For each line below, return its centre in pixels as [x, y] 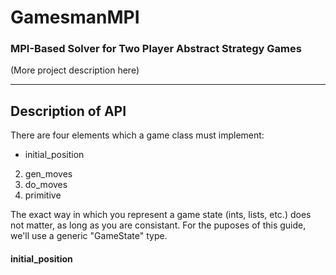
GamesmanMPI [75, 17]
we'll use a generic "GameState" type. [89, 236]
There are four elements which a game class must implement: [137, 135]
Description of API [68, 111]
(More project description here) [75, 70]
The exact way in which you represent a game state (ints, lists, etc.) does [161, 215]
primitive [43, 195]
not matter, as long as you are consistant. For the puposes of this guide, [158, 225]
